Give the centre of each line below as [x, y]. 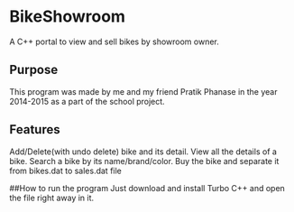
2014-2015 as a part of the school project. [87, 101]
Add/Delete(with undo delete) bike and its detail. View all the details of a [143, 152]
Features [35, 129]
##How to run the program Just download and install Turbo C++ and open [147, 188]
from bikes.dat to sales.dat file [65, 171]
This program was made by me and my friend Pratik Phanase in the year [143, 91]
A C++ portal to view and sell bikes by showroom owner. [114, 41]
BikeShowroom [68, 17]
